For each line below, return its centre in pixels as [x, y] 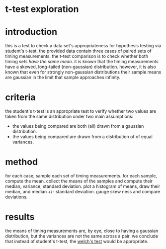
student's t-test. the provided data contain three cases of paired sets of [78, 51]
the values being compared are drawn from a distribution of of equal [82, 137]
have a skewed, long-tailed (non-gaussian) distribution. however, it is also [81, 67]
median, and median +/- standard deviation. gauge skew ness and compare [83, 192]
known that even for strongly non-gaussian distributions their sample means [83, 72]
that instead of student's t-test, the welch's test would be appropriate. [77, 241]
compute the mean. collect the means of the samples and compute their [79, 181]
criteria [20, 97]
